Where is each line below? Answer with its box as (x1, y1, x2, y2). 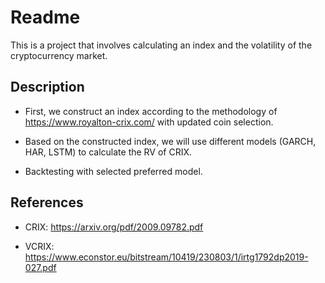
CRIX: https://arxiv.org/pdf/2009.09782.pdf (24, 221, 204, 233)
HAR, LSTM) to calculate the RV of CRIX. (24, 146, 193, 158)
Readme (10, 6, 81, 29)
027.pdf (24, 261, 57, 273)
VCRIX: (24, 240, 55, 252)
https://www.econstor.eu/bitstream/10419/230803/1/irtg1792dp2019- (24, 251, 309, 263)
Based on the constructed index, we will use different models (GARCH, (24, 135, 317, 147)
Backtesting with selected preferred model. (24, 165, 203, 177)
